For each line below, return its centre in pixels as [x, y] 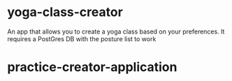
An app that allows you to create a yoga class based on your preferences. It [116, 31]
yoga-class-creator [65, 12]
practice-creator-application [92, 67]
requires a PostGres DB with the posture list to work [82, 38]
